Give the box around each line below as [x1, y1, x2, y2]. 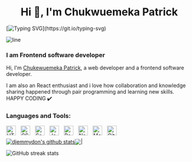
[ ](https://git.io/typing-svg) [6, 25, 106, 32]
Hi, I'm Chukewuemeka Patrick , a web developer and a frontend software [6, 64, 184, 71]
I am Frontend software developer [6, 51, 105, 59]
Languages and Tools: [6, 112, 71, 120]
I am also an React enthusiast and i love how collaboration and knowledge [6, 82, 186, 89]
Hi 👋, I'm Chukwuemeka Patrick [20, 5, 178, 19]
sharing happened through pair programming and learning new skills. [6, 88, 174, 95]
